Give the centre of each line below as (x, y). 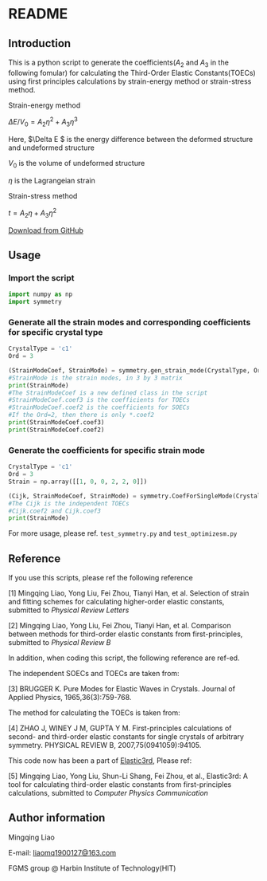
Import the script (41, 277)
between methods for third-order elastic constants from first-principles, (126, 634)
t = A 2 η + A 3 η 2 (33, 213)
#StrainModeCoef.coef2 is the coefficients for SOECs (99, 407)
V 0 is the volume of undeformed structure (77, 164)
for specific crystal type (56, 332)
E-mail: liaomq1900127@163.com (62, 852)
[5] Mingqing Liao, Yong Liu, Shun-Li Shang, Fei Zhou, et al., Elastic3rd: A (128, 776)
